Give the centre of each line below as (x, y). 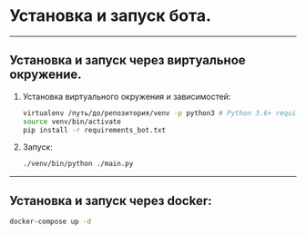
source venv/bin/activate (71, 122)
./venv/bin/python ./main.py (78, 164)
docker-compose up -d (51, 222)
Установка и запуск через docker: (111, 201)
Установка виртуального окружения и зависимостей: (127, 96)
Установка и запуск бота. (111, 16)
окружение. (46, 75)
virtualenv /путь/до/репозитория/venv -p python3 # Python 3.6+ (147, 113)
